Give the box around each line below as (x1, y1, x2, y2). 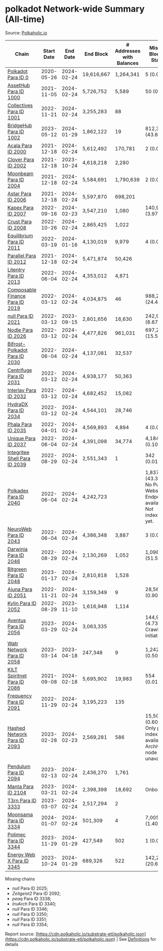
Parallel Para (7, 252, 36, 259)
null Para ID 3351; (12, 916, 48, 922)
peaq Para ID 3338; (12, 895, 52, 901)
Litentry (7, 266, 25, 273)
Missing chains (5, 876, 35, 882)
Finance (7, 292, 26, 299)
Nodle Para (7, 326, 33, 333)
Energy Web (7, 851, 35, 858)
